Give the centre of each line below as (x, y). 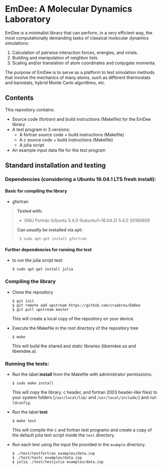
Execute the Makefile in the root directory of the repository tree (75, 328)
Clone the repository (32, 292)
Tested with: (30, 211)
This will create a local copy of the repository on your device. (73, 318)
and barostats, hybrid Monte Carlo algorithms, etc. (55, 82)
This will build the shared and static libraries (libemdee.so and (74, 346)
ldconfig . (22, 403)
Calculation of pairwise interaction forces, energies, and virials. (75, 53)
